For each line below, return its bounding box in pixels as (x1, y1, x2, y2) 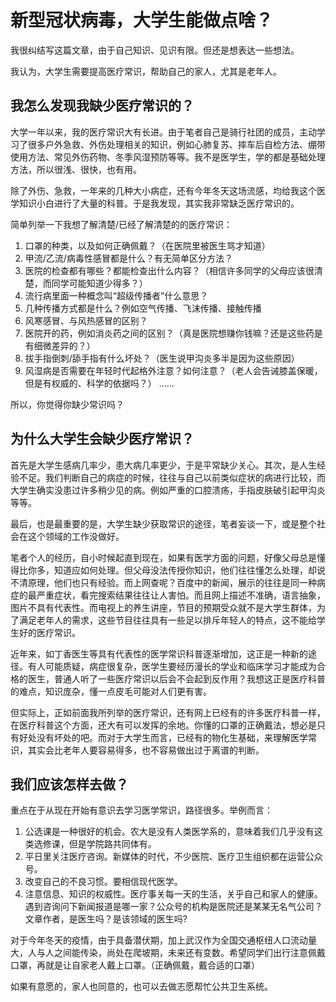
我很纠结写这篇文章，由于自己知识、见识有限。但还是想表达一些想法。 (10, 44, 300, 56)
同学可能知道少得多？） (51, 277, 148, 289)
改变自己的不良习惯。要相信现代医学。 (24, 876, 183, 888)
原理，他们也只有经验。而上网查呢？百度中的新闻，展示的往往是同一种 (27, 576, 317, 588)
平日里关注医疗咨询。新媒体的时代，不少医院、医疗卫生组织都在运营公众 (24, 851, 323, 863)
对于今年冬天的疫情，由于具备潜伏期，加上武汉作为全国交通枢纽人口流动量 (10, 934, 317, 946)
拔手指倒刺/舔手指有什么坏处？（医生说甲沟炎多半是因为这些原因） (24, 352, 300, 364)
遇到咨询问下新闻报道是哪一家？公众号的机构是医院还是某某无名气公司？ (24, 901, 323, 913)
